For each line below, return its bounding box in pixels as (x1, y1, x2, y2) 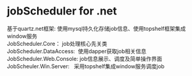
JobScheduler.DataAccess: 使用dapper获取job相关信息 (7, 47, 147, 55)
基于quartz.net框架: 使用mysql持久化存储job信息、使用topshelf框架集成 (7, 25, 186, 32)
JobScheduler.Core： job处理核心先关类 (7, 40, 107, 47)
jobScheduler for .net (7, 4, 118, 18)
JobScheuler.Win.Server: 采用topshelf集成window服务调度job (7, 62, 165, 70)
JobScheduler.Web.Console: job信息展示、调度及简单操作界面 (7, 55, 163, 62)
